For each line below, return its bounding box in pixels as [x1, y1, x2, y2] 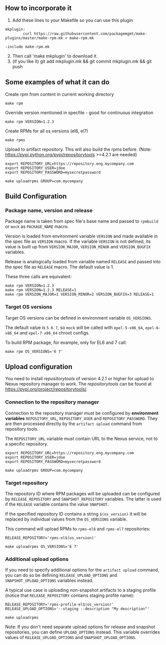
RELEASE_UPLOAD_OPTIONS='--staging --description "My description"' [5, 607, 150, 612]
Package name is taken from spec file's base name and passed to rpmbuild [5, 218, 159, 224]
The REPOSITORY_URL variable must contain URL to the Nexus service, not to [5, 435, 158, 441]
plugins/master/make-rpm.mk [5, 35, 63, 40]
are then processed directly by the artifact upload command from [5, 421, 142, 427]
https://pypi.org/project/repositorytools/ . [5, 386, 88, 392]
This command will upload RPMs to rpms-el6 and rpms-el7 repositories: [5, 526, 151, 532]
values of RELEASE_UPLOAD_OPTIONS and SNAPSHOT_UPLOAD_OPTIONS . [5, 635, 137, 641]
